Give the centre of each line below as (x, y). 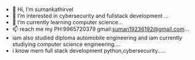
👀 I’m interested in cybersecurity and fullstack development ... (90, 16)
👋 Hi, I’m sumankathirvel (43, 9)
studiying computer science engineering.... (66, 44)
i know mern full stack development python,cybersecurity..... (89, 51)
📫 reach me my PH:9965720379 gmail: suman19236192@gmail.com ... (101, 29)
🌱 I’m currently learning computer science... (67, 22)
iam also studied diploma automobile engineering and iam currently (97, 38)
